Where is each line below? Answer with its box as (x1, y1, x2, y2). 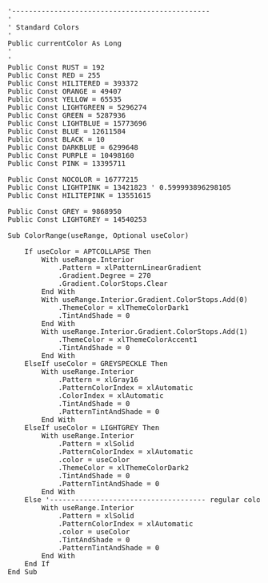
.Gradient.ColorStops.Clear (58, 279, 169, 287)
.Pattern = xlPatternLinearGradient (58, 263, 202, 271)
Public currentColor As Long (7, 39, 122, 47)
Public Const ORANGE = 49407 (7, 87, 122, 95)
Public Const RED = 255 (7, 71, 101, 79)
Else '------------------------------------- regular (24, 496, 240, 504)
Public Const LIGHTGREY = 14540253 (7, 215, 147, 223)
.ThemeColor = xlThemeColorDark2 (58, 464, 190, 472)
